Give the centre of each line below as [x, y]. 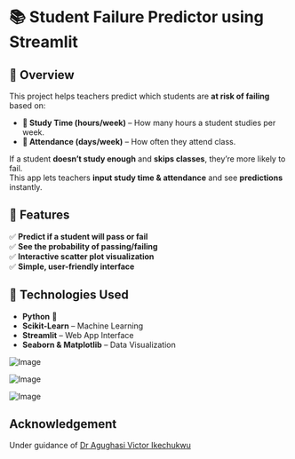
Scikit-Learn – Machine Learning [83, 326]
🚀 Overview [42, 75]
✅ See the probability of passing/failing [84, 246]
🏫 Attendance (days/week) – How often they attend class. [129, 142]
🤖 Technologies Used [69, 295]
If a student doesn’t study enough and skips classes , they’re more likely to [147, 159]
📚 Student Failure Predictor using [136, 17]
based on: [28, 106]
